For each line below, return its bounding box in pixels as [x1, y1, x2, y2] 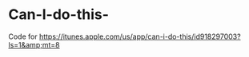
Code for [8, 32, 38, 41]
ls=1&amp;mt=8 [8, 40, 60, 49]
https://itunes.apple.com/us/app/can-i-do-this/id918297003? [38, 32, 242, 41]
